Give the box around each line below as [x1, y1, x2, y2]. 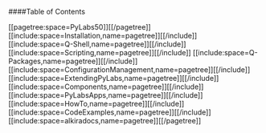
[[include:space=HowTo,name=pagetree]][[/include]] [8, 99, 185, 108]
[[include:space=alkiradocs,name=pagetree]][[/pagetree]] [8, 116, 202, 125]
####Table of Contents [8, 7, 86, 16]
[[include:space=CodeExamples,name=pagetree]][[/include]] [8, 107, 211, 117]
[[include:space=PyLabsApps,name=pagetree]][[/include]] [8, 91, 203, 99]
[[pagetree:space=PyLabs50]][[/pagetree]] [8, 22, 151, 31]
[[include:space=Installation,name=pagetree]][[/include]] [8, 31, 198, 40]
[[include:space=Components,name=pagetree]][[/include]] [8, 82, 204, 91]
